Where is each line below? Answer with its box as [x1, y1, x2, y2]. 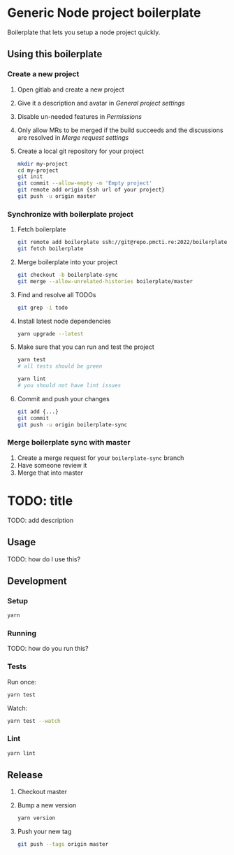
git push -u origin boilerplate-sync [17, 421, 128, 428]
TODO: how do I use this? [7, 554, 81, 563]
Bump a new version [17, 801, 77, 810]
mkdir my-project [17, 160, 68, 167]
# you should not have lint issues [17, 382, 122, 389]
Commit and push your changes [17, 394, 110, 403]
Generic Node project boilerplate [7, 5, 201, 21]
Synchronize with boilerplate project [7, 209, 134, 219]
